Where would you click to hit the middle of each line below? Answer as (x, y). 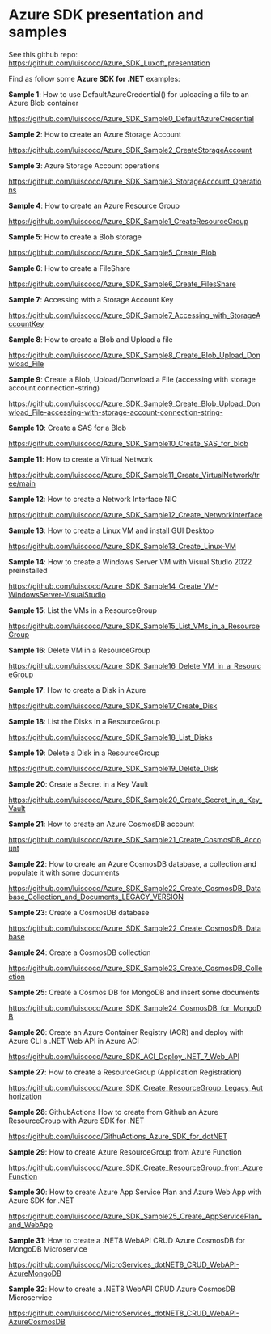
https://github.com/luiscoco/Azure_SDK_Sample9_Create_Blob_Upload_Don (134, 403)
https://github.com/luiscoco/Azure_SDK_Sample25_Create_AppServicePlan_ (135, 1216)
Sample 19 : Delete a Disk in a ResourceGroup (84, 753)
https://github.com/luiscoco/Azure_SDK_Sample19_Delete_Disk (113, 768)
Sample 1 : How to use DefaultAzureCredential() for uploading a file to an (129, 94)
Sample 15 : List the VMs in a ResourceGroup (83, 610)
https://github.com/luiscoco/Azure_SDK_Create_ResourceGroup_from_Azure (135, 1167)
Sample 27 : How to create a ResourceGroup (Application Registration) (125, 1072)
